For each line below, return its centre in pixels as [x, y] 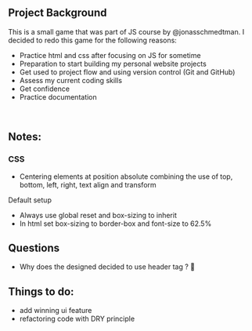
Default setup [30, 200]
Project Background [58, 13]
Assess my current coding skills [71, 80]
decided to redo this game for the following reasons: [93, 40]
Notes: [25, 137]
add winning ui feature [56, 311]
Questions [34, 247]
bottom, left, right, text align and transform [88, 184]
